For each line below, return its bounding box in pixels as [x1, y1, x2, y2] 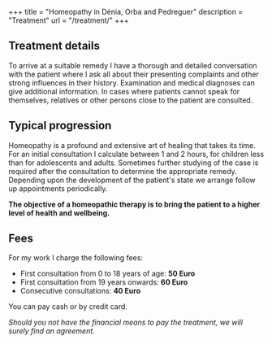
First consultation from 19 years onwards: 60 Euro [19, 277, 188, 287]
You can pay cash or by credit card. [8, 302, 128, 311]
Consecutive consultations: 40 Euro [19, 286, 141, 296]
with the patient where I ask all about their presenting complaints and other [8, 69, 260, 79]
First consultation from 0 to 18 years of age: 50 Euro [19, 268, 196, 279]
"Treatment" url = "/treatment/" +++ [8, 15, 130, 25]
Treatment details [8, 39, 100, 53]
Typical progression [8, 119, 112, 133]
